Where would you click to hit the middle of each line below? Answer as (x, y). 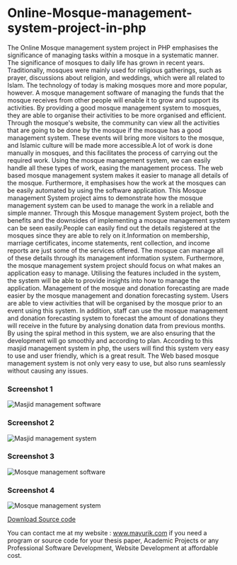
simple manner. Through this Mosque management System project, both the (118, 213)
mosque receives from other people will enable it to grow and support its (113, 100)
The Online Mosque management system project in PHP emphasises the (113, 47)
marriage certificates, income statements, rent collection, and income (109, 243)
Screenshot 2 (31, 423)
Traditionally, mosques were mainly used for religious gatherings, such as (115, 70)
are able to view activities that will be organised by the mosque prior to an (115, 303)
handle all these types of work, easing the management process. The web (115, 168)
